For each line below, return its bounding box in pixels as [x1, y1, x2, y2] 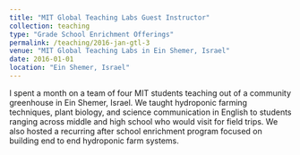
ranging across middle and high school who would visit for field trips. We [9, 116, 279, 126]
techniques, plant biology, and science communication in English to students [9, 107, 292, 117]
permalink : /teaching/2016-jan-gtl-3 [9, 38, 150, 47]
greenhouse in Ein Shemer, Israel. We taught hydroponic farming [9, 97, 248, 108]
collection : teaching [9, 22, 90, 30]
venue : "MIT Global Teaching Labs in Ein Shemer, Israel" [9, 47, 230, 56]
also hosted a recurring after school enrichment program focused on [9, 125, 262, 136]
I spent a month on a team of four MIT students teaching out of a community [9, 87, 292, 99]
